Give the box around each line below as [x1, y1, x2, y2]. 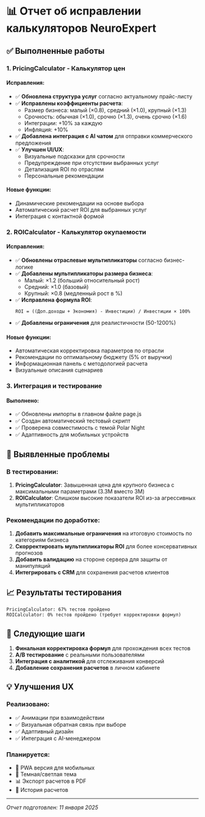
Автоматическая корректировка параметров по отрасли [15, 347, 164, 354]
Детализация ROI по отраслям [24, 165, 104, 173]
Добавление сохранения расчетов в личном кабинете [15, 664, 160, 671]
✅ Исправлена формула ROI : [15, 296, 93, 303]
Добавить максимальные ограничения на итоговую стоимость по [15, 530, 192, 537]
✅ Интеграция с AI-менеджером [15, 735, 101, 742]
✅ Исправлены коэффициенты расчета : [15, 100, 123, 107]
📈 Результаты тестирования [6, 587, 122, 598]
